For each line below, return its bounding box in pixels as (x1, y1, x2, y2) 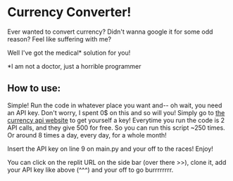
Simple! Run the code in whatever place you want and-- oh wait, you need (7, 101, 222, 109)
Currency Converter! (7, 4, 132, 20)
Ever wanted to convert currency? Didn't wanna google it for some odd (7, 27, 213, 36)
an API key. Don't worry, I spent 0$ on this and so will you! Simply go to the (7, 108, 225, 116)
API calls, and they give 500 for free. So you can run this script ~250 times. (7, 123, 225, 132)
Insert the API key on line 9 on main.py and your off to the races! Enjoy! (7, 145, 213, 153)
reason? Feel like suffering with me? (7, 34, 112, 43)
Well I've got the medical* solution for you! (7, 48, 131, 57)
